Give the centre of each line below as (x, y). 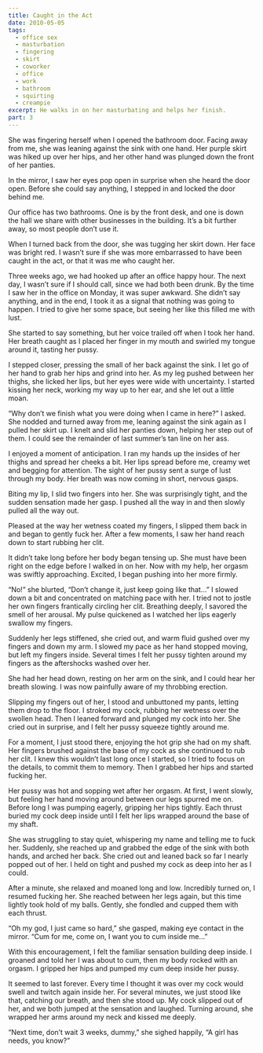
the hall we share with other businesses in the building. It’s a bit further (122, 220)
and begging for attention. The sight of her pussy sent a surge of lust (120, 470)
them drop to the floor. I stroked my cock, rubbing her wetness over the (124, 710)
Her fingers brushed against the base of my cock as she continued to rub (127, 750)
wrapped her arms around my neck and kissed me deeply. (102, 1017)
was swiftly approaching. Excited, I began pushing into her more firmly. (123, 574)
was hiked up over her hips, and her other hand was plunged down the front (131, 156)
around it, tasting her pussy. (53, 349)
